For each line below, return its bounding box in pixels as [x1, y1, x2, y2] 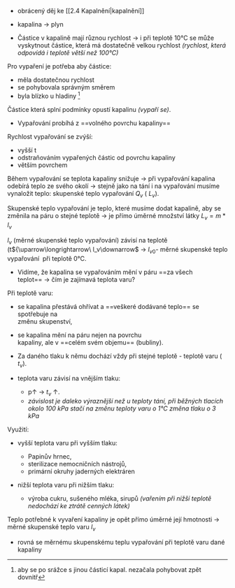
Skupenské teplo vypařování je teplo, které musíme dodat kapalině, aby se [7, 204, 222, 213]
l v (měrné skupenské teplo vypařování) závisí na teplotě [7, 236, 168, 246]
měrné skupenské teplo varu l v [7, 523, 96, 533]
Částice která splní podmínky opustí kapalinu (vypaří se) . [7, 105, 171, 113]
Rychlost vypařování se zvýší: [7, 132, 93, 141]
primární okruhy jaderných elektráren [27, 467, 135, 475]
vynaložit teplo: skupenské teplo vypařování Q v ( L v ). [7, 189, 159, 199]
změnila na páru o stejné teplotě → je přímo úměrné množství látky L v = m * [7, 212, 226, 222]
